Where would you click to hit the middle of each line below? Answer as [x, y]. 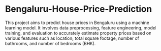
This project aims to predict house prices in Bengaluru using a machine [77, 23]
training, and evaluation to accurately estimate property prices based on [78, 33]
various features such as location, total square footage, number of [72, 38]
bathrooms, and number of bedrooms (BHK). [50, 43]
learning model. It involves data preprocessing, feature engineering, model [81, 27]
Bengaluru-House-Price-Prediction [79, 9]
